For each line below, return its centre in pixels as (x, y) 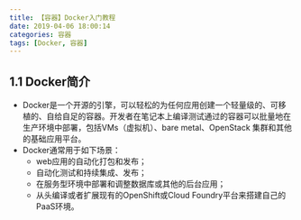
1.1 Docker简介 (50, 82)
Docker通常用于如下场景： (72, 151)
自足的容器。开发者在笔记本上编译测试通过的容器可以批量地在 (176, 116)
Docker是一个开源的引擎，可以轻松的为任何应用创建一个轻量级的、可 (150, 105)
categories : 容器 (41, 34)
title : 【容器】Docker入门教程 (63, 18)
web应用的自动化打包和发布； (91, 161)
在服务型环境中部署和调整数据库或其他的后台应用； (131, 184)
